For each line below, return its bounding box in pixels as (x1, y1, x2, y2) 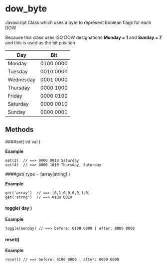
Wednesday (7, 76, 36, 83)
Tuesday (7, 68, 28, 75)
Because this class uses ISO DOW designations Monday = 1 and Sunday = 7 (5, 34, 162, 40)
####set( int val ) (5, 138, 41, 144)
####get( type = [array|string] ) (5, 171, 71, 177)
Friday (7, 92, 22, 99)
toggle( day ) (5, 205, 32, 211)
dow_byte (5, 3, 47, 14)
